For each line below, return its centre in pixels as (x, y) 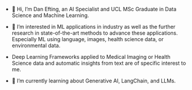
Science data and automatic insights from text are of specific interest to (99, 63)
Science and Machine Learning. (51, 15)
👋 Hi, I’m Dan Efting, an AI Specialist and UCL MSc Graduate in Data (94, 9)
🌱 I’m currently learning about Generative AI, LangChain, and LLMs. (94, 81)
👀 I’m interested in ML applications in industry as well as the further (94, 27)
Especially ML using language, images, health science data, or (87, 39)
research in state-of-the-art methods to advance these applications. (95, 33)
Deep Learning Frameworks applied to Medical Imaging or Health (91, 57)
